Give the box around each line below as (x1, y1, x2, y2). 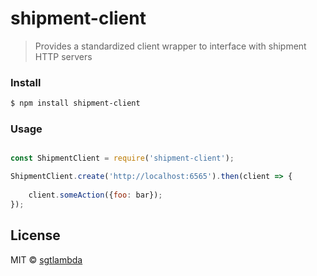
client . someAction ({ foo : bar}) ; (28, 190, 163, 201)
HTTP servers (34, 50, 93, 62)
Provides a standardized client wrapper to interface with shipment (34, 40, 307, 52)
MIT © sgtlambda (10, 253, 83, 266)
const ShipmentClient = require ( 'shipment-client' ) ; (10, 153, 235, 164)
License (10, 227, 61, 244)
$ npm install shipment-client (10, 98, 141, 109)
